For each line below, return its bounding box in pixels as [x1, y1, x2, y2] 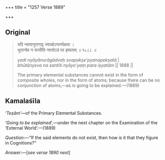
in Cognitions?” [5, 140, 36, 146]
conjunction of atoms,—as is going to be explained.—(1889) [17, 82, 140, 88]
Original [5, 28, 31, 37]
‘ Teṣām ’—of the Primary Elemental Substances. [5, 110, 103, 116]
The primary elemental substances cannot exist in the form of [17, 72, 144, 78]
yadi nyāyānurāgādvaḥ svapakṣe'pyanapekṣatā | [17, 57, 120, 63]
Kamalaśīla [5, 97, 41, 105]
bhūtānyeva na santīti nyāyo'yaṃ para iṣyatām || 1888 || [17, 62, 134, 68]
